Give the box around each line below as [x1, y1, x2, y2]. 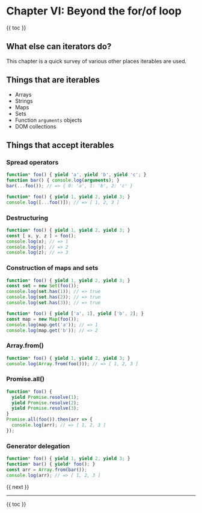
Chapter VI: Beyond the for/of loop [6, 4, 182, 18]
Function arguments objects [14, 116, 82, 124]
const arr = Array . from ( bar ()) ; [6, 467, 87, 473]
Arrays [14, 91, 32, 98]
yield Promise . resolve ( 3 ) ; [11, 405, 79, 411]
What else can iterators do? [6, 41, 112, 52]
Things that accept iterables [6, 140, 114, 150]
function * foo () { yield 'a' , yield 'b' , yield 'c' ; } [6, 172, 147, 178]
